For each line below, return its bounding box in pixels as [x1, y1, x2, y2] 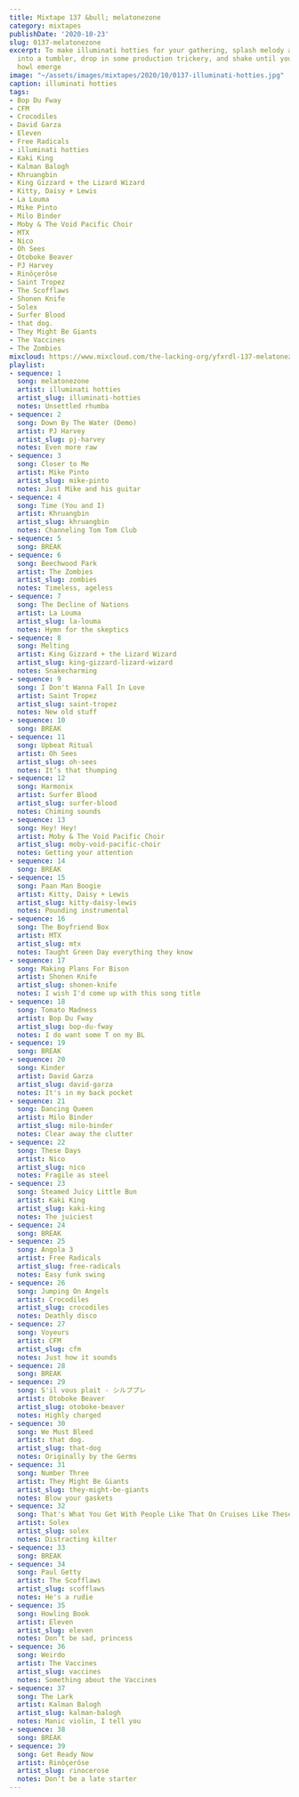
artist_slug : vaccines [17, 1667, 101, 1676]
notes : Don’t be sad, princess [17, 1634, 133, 1643]
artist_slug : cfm [17, 1344, 82, 1353]
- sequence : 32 [9, 1502, 66, 1511]
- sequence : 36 [9, 1642, 66, 1651]
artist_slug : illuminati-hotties [17, 393, 141, 403]
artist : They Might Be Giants [17, 1477, 129, 1486]
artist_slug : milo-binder [17, 1122, 114, 1131]
